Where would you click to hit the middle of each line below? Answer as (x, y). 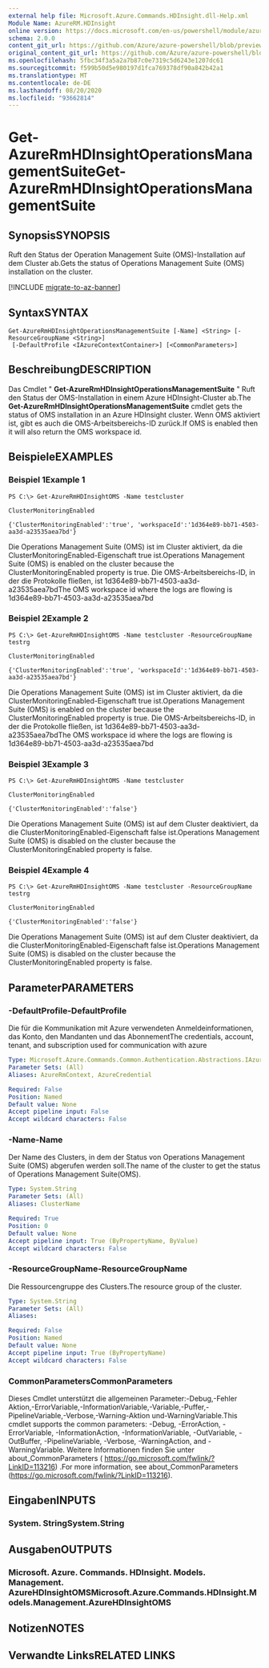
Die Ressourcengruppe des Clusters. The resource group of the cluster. (125, 1287)
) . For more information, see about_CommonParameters (147, 1467)
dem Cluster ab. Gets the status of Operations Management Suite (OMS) (126, 263)
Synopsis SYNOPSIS (59, 235)
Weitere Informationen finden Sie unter (130, 1450)
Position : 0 (28, 1226)
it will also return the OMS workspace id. (75, 431)
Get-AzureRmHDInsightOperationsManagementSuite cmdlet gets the (125, 406)
